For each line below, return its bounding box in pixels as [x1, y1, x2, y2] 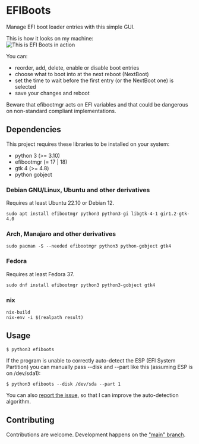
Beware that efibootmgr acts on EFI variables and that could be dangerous [6, 101, 188, 108]
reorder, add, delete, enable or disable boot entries [14, 64, 140, 71]
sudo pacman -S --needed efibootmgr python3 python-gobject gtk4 [6, 243, 171, 249]
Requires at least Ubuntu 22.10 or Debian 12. [6, 199, 115, 207]
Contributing [6, 415, 55, 426]
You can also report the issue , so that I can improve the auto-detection [6, 391, 179, 399]
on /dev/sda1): [6, 370, 41, 377]
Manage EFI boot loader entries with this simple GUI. [6, 23, 135, 30]
